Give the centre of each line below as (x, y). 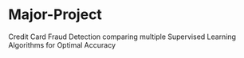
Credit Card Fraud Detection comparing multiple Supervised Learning (122, 37)
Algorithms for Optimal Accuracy (62, 44)
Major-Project (55, 15)
